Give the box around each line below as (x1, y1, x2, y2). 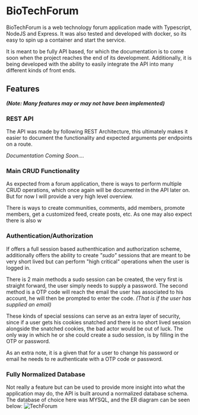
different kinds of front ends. (6, 66, 76, 74)
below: (6, 402, 23, 410)
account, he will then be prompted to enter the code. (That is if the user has (6, 295, 191, 302)
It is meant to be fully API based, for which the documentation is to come (6, 47, 184, 55)
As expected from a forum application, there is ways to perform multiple (6, 180, 182, 187)
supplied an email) (6, 301, 52, 308)
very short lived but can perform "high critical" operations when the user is (6, 258, 190, 265)
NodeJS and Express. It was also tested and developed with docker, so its (6, 30, 187, 37)
